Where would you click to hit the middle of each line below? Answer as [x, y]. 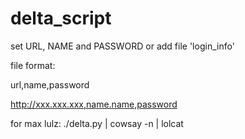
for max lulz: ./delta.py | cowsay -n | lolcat [97, 123]
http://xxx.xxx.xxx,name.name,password [94, 104]
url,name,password [50, 84]
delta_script [61, 18]
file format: [33, 65]
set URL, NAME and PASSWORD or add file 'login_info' [122, 46]
